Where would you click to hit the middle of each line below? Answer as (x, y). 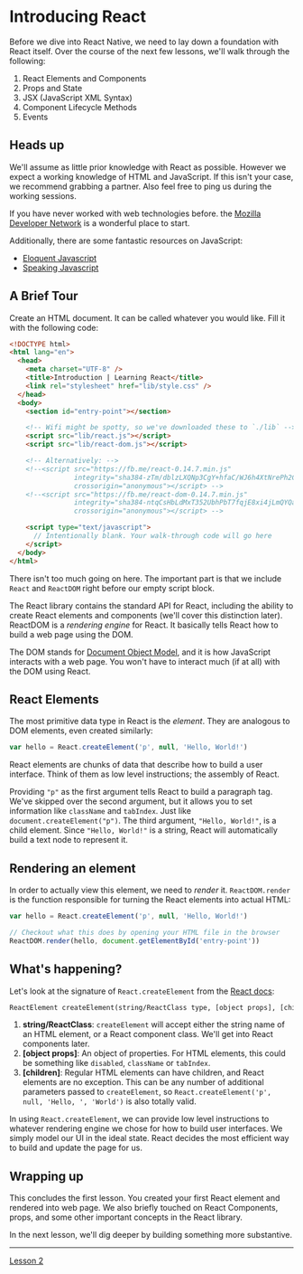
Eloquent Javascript (60, 258)
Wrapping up (46, 1176)
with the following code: (54, 327)
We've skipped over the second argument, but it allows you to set (131, 801)
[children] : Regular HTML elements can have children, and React (143, 1072)
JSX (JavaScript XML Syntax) (77, 98)
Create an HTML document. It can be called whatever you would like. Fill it (147, 317)
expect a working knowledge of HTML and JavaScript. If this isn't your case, (151, 176)
